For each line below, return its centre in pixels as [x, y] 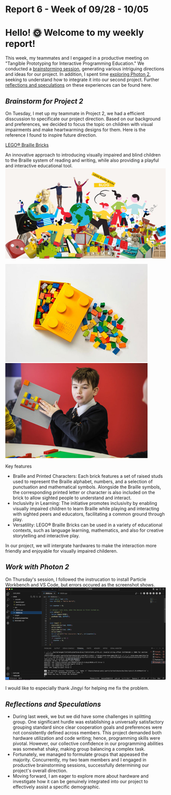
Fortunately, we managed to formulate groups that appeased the [80, 754]
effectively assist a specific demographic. [56, 787]
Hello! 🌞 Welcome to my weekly [75, 33]
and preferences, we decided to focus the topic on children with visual [79, 124]
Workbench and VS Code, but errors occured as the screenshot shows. [80, 584]
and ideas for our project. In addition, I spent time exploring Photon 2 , [78, 74]
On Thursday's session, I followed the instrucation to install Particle [76, 579]
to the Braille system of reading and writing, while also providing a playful [82, 160]
